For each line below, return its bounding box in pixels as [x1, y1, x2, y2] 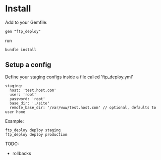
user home [5, 109, 26, 114]
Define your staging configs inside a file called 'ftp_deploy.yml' [5, 74, 134, 80]
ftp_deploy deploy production [5, 132, 68, 137]
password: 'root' [9, 96, 46, 102]
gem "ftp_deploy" [5, 29, 41, 34]
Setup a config [5, 60, 52, 69]
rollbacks [12, 150, 31, 156]
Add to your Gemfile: [5, 19, 48, 25]
